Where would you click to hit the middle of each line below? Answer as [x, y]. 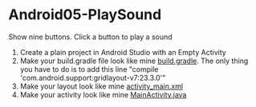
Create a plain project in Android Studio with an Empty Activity [123, 52]
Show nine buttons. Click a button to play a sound [90, 37]
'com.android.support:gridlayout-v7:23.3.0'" [93, 77]
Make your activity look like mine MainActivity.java [103, 94]
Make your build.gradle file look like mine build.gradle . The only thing [134, 61]
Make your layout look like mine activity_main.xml [101, 86]
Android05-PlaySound [85, 15]
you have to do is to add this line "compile [89, 69]
